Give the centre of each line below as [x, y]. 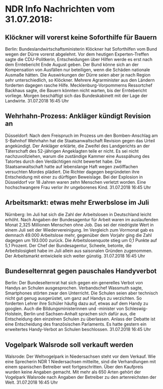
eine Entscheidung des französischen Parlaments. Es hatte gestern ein [76, 324]
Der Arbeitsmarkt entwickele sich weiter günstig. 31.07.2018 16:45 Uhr [75, 256]
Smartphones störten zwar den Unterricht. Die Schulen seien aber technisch [81, 293]
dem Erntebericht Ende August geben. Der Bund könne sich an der [72, 65]
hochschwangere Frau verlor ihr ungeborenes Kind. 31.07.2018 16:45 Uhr [78, 187]
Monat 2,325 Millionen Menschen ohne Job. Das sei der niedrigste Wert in [80, 225]
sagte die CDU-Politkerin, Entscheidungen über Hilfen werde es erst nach [79, 59]
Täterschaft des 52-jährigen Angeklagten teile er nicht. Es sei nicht [72, 151]
